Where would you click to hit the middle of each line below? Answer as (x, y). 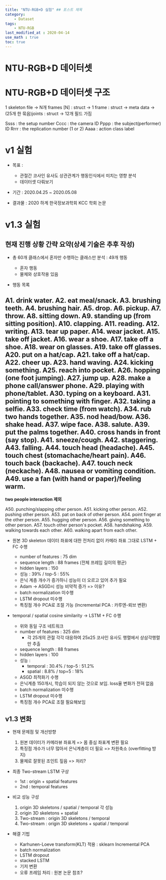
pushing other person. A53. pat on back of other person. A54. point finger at (83, 514)
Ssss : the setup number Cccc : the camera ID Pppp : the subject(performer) (83, 123)
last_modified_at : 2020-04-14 (37, 33)
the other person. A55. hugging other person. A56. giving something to (78, 519)
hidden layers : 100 (39, 654)
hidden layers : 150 (39, 568)
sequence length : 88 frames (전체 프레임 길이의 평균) (73, 562)
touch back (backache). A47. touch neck (69, 464)
